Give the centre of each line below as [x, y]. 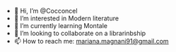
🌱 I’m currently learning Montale [61, 26]
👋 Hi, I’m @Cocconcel [46, 11]
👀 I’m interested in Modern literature [66, 18]
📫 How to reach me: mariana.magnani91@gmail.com [91, 41]
